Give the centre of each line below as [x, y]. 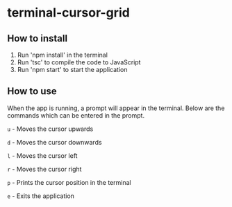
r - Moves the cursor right [44, 169]
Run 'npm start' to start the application [72, 70]
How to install [38, 38]
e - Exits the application [41, 196]
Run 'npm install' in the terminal [62, 55]
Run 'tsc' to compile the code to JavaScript [79, 62]
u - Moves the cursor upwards [50, 129]
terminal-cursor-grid [68, 13]
